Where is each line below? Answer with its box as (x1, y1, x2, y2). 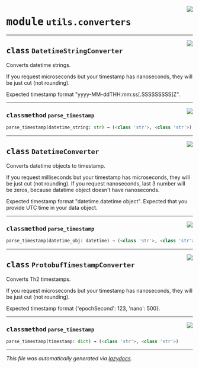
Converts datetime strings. (6, 61, 71, 68)
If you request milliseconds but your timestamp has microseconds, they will (6, 174, 190, 181)
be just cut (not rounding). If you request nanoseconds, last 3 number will (6, 180, 185, 187)
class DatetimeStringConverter (6, 46, 123, 56)
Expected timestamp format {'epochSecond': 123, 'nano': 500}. (6, 305, 161, 312)
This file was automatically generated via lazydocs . (6, 354, 133, 361)
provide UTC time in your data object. (6, 204, 98, 211)
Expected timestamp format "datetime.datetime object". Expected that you (6, 197, 188, 204)
